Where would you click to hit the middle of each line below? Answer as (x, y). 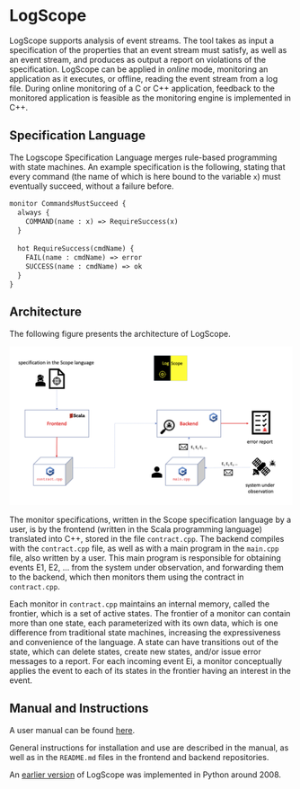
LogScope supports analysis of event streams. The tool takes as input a (142, 40)
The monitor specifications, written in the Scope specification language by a (150, 520)
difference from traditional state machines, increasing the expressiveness (145, 633)
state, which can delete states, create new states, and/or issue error (136, 652)
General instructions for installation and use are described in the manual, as (149, 748)
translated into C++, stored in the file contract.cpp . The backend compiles (147, 539)
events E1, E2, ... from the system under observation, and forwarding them (147, 568)
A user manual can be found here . (72, 730)
